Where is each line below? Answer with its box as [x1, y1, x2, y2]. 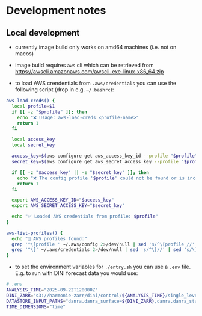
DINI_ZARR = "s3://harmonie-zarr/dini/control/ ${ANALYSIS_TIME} [6, 293, 165, 299]
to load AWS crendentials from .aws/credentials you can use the [14, 79, 176, 87]
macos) [14, 50, 34, 57]
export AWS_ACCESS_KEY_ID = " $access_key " [11, 197, 114, 203]
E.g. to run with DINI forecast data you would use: [14, 270, 138, 277]
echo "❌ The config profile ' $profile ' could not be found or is [17, 175, 185, 181]
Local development [6, 28, 80, 38]
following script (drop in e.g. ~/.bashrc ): [14, 86, 114, 93]
